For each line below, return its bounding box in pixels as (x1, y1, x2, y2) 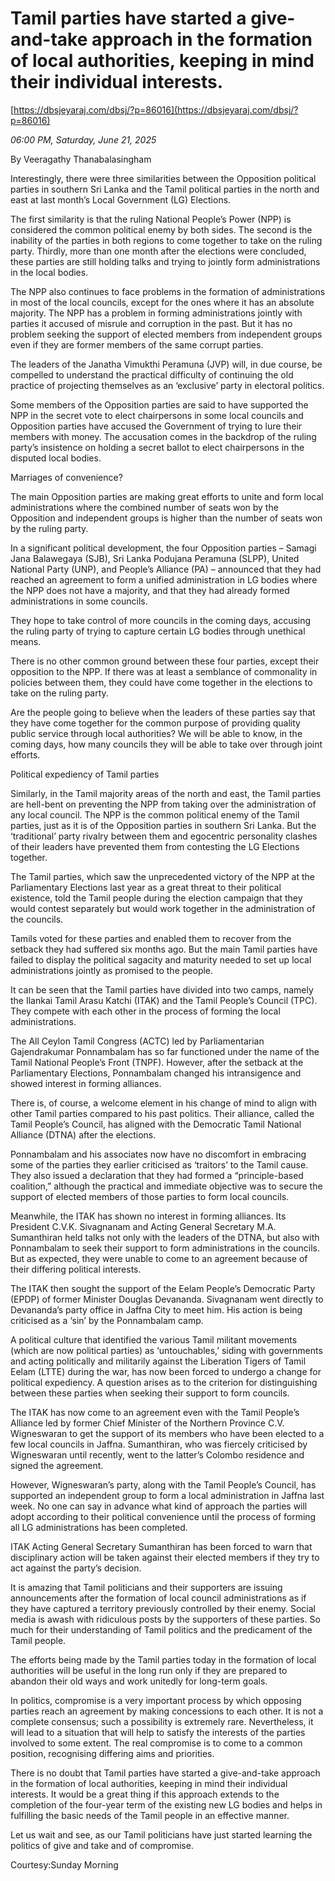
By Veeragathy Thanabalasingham (10, 153, 152, 165)
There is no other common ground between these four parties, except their (10, 655, 320, 667)
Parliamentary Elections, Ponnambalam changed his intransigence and (10, 1067, 302, 1079)
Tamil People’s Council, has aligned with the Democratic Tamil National (10, 1118, 302, 1130)
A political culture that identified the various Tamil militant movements (10, 1333, 298, 1346)
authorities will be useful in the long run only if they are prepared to (10, 1664, 288, 1676)
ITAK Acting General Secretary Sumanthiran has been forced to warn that (10, 1540, 313, 1552)
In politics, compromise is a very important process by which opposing (10, 1694, 302, 1706)
